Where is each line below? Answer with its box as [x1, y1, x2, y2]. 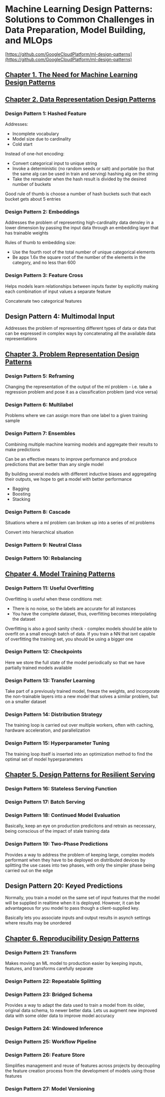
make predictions [5, 446, 40, 452]
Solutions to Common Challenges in [5, 14, 155, 25]
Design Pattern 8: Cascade [5, 508, 70, 515]
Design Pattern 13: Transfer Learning [5, 677, 95, 684]
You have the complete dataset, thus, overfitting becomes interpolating [12, 610, 157, 617]
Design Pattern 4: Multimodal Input [5, 312, 115, 320]
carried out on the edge [5, 867, 53, 873]
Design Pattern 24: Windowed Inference [5, 1025, 103, 1032]
